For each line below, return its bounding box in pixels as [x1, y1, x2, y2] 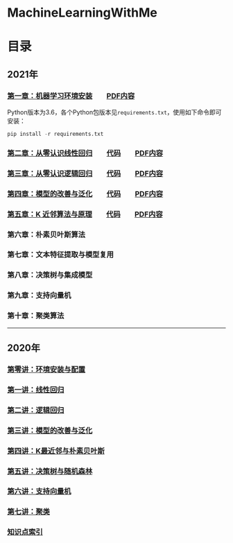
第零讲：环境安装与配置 [7, 364, 85, 374]
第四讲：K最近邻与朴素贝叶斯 [7, 446, 105, 456]
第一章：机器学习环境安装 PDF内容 [7, 91, 135, 101]
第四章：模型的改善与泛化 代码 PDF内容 [7, 189, 164, 198]
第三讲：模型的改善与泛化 [7, 425, 93, 435]
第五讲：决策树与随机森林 [7, 466, 93, 476]
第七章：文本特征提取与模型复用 [7, 250, 114, 259]
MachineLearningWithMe [7, 5, 157, 21]
